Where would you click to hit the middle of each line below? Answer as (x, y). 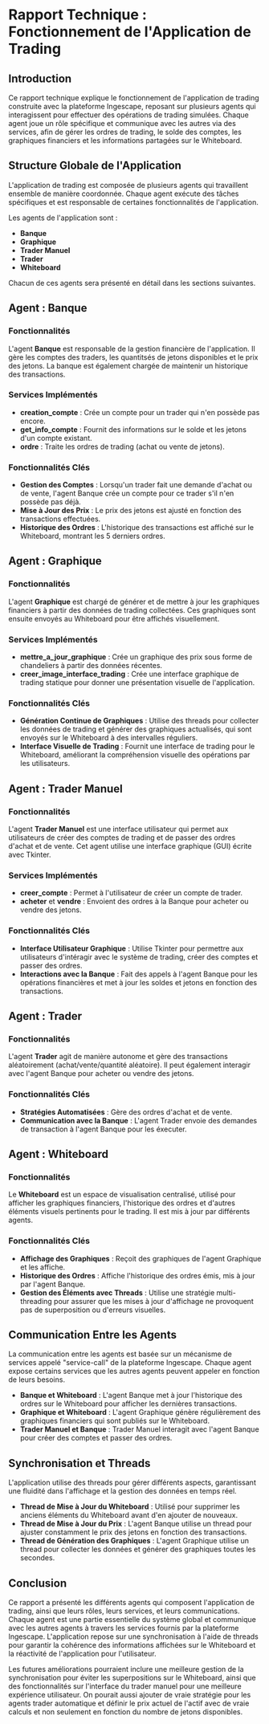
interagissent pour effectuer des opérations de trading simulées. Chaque (128, 115)
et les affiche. (43, 1267)
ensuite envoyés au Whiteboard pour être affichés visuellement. (114, 618)
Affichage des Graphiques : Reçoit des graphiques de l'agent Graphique (141, 1258)
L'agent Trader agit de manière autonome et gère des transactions (118, 1057)
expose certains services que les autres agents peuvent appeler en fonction (134, 1371)
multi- (226, 1292)
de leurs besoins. (37, 1380)
